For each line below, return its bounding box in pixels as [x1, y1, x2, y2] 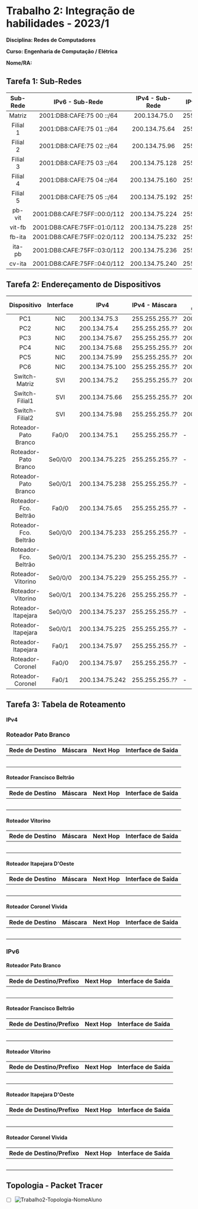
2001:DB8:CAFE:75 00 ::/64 [39, 111, 118, 120]
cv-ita [9, 259, 27, 268]
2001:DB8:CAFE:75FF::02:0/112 [32, 233, 125, 241]
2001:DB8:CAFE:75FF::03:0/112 [32, 246, 125, 254]
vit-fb [9, 223, 27, 231]
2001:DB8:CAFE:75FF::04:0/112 [32, 259, 125, 268]
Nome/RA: [6, 59, 32, 66]
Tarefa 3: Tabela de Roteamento [6, 699, 126, 709]
